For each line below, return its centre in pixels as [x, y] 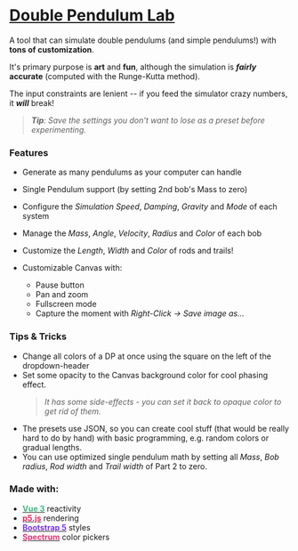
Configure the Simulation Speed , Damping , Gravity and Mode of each [149, 207]
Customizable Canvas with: [72, 268]
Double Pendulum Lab [92, 16]
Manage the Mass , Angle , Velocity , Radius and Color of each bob [142, 233]
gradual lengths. [52, 447]
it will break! [32, 102]
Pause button [60, 285]
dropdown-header [56, 365]
